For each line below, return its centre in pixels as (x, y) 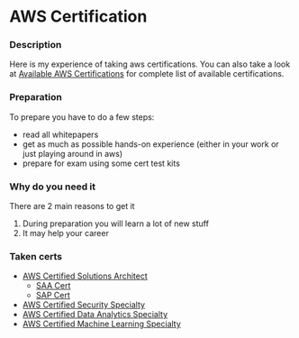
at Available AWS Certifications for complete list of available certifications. (147, 74)
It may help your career (66, 233)
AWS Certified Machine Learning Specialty (102, 324)
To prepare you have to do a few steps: (82, 117)
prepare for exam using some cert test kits (101, 163)
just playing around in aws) (72, 153)
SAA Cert (53, 286)
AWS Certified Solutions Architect (85, 276)
